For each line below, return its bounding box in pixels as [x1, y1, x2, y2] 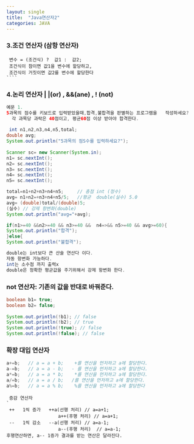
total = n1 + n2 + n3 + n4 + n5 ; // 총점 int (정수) [6, 189, 122, 195]
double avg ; [6, 132, 36, 138]
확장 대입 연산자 [6, 346, 50, 354]
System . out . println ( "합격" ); [6, 228, 78, 234]
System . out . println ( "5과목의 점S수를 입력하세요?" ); [6, 138, 129, 145]
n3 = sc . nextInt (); [6, 166, 53, 172]
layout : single [6, 9, 45, 15]
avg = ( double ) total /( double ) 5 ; [6, 200, 86, 206]
